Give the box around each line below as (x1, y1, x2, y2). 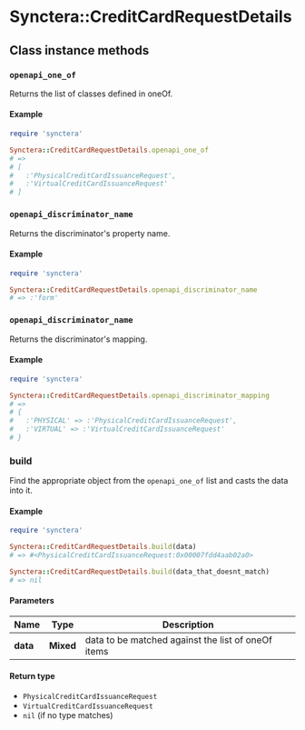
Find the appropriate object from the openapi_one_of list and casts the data (9, 475, 289, 486)
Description (162, 618, 214, 631)
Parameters (9, 595, 54, 606)
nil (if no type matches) (22, 710, 113, 721)
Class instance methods (9, 43, 150, 58)
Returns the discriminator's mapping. (9, 334, 148, 345)
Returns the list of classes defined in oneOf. (9, 88, 173, 99)
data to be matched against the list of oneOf (84, 634, 272, 646)
